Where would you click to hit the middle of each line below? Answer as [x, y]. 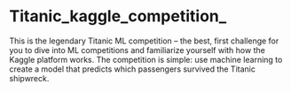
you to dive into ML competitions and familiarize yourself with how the [138, 50]
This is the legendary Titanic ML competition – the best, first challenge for [144, 41]
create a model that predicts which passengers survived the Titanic [132, 69]
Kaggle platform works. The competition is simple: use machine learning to [146, 59]
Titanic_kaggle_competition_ [118, 16]
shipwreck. [29, 78]
